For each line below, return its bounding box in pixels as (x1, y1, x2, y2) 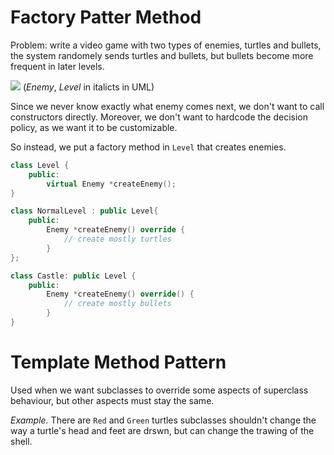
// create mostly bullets (63, 299, 172, 309)
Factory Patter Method (10, 6, 202, 29)
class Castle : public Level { (10, 271, 137, 281)
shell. (10, 435, 33, 447)
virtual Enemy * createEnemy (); (46, 179, 177, 189)
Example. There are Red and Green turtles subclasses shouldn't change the (10, 414, 317, 426)
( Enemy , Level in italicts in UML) (22, 81, 155, 93)
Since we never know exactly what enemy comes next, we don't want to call (10, 100, 325, 112)
